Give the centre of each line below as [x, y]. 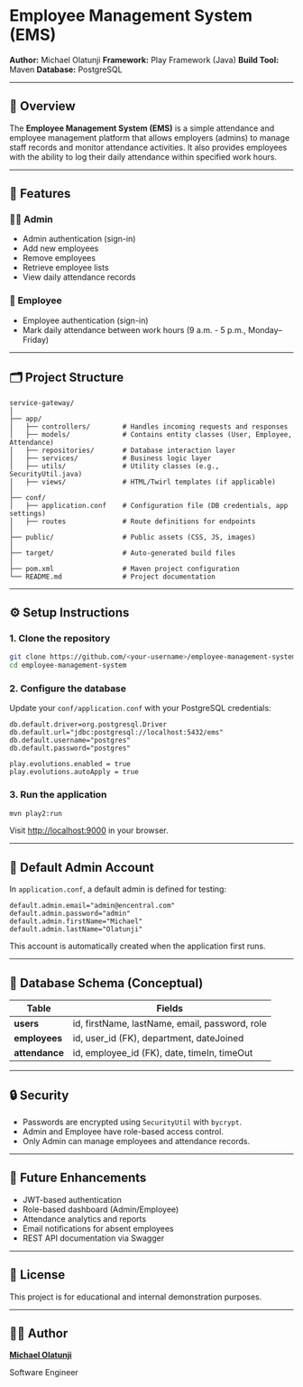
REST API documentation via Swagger [93, 1238]
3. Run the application [58, 795]
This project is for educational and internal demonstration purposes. [136, 1297]
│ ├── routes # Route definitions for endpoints [133, 521]
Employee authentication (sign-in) [85, 320]
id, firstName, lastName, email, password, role [170, 1023]
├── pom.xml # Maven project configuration [125, 569]
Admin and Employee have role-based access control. [123, 1131]
